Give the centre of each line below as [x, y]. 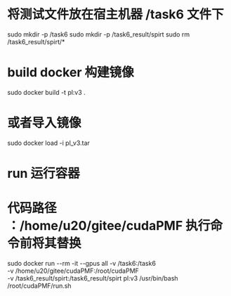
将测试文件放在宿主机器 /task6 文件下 [115, 14]
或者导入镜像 [45, 123]
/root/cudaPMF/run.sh [39, 285]
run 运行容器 [44, 174]
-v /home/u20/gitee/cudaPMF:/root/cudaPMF [73, 271]
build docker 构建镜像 [71, 73]
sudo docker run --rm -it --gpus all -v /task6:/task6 [82, 263]
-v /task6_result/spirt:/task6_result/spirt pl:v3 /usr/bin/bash [93, 278]
